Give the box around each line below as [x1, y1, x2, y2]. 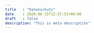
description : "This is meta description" [5, 20, 91, 26]
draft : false [5, 16, 38, 21]
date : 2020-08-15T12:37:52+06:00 [5, 12, 82, 16]
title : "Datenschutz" [5, 7, 56, 12]
